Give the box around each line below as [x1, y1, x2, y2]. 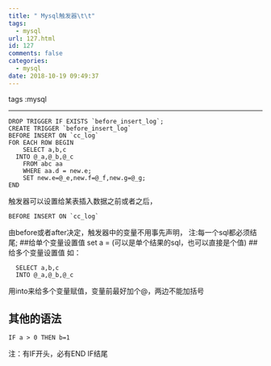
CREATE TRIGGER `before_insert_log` [8, 124, 131, 133]
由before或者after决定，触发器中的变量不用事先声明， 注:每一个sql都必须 [8, 227, 250, 237]
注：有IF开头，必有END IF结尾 [8, 349, 109, 359]
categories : [8, 57, 48, 65]
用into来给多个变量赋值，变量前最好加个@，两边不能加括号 [8, 286, 205, 296]
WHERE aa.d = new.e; [23, 166, 92, 175]
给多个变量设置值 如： [8, 247, 81, 257]
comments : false [8, 49, 63, 57]
